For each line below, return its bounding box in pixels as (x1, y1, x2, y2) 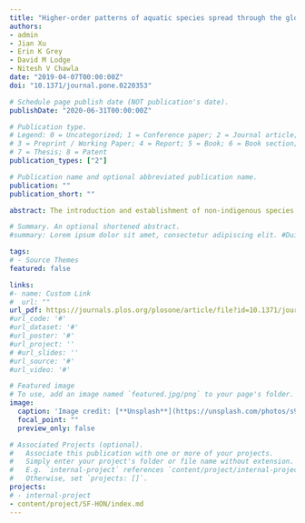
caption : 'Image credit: (17, 407, 112, 416)
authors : (9, 22, 43, 31)
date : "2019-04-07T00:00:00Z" (9, 73, 124, 82)
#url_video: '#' (9, 365, 71, 374)
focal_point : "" (17, 415, 79, 424)
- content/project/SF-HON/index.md (9, 499, 144, 508)
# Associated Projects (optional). (9, 440, 144, 449)
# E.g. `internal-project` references (9, 466, 165, 475)
